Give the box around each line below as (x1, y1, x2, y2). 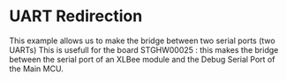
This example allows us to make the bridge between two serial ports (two (9, 35, 276, 46)
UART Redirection (9, 6, 143, 26)
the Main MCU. (9, 63, 64, 74)
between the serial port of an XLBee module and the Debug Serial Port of (9, 54, 276, 64)
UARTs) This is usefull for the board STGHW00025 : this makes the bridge (9, 44, 279, 55)
